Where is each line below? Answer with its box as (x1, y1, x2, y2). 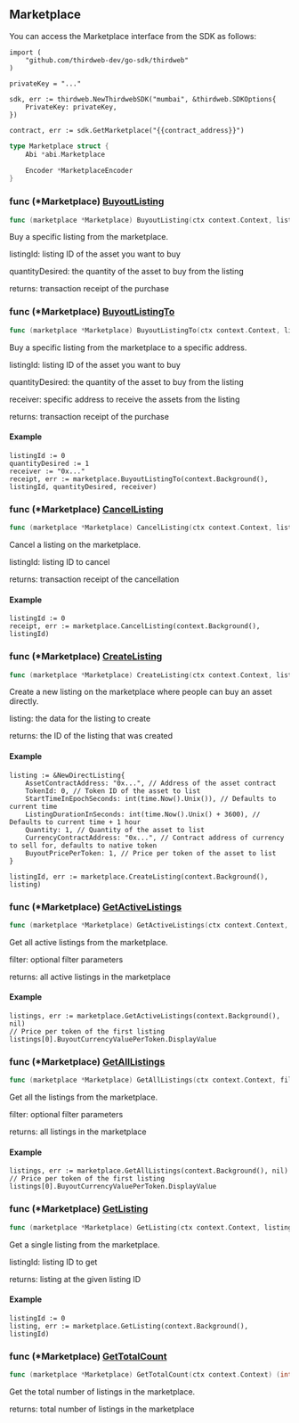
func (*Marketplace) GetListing (9, 1203, 149, 1215)
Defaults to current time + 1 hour (9, 817, 141, 827)
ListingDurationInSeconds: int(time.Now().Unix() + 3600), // (25, 810, 261, 819)
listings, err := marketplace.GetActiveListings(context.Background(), (9, 1011, 280, 1020)
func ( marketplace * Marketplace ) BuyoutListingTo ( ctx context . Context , (9, 325, 280, 335)
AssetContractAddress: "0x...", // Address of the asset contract (25, 779, 277, 788)
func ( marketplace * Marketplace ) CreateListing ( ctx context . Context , (9, 670, 273, 680)
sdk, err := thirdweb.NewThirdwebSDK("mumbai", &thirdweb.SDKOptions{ (9, 94, 277, 103)
